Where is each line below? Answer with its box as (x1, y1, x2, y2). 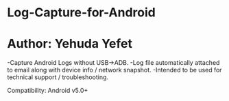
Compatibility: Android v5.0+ (7, 87, 88, 95)
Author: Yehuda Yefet (7, 36, 132, 52)
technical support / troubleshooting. (7, 73, 108, 81)
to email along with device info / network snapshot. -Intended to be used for (7, 66, 222, 74)
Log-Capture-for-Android (7, 5, 156, 20)
